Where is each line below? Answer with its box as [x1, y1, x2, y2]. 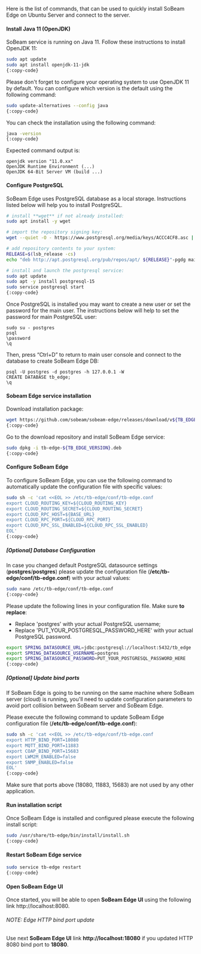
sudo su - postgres [6, 325, 55, 331]
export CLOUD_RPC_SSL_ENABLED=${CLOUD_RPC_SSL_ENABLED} [6, 522, 148, 528]
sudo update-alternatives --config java [6, 102, 109, 108]
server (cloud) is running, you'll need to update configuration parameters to [6, 695, 193, 703]
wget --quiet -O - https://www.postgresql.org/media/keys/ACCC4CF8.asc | [6, 235, 194, 241]
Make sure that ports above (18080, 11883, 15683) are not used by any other [6, 781, 194, 789]
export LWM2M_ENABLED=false [6, 754, 77, 759]
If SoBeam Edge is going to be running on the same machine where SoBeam [6, 689, 194, 697]
